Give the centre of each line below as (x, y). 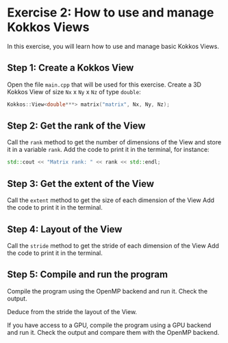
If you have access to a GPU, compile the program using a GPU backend (109, 325)
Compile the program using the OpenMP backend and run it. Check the (107, 291)
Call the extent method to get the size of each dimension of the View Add (111, 200)
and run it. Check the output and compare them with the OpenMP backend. (113, 332)
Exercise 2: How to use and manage (111, 13)
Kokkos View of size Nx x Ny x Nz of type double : (74, 91)
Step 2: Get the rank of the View (76, 126)
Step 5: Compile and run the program (88, 275)
